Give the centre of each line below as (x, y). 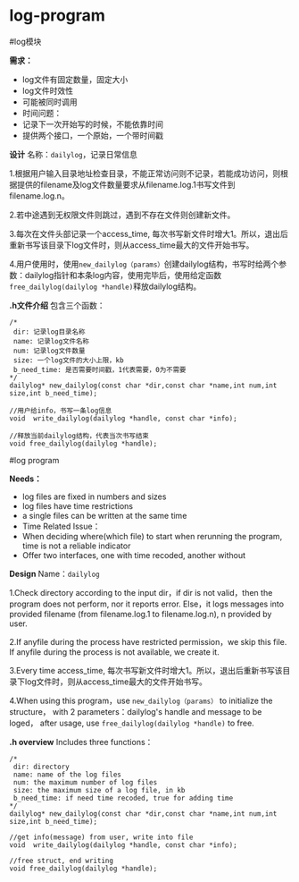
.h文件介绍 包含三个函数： (57, 305)
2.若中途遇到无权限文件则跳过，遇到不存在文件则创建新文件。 (122, 215)
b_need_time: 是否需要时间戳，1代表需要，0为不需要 (100, 369)
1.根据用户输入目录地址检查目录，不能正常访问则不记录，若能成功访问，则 (145, 173)
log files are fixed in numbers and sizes (94, 496)
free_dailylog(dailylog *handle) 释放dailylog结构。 (105, 286)
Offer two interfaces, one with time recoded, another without (134, 555)
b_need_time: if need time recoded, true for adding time (123, 798)
